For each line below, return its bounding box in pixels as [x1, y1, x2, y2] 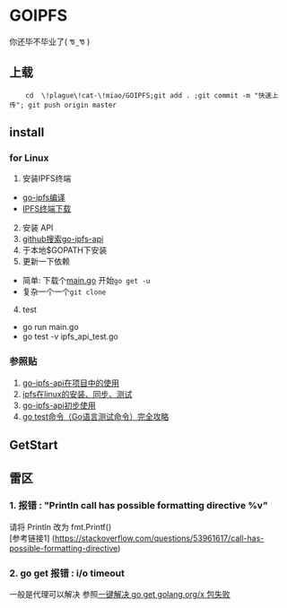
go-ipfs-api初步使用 [22, 400, 96, 411]
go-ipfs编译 [22, 192, 65, 203]
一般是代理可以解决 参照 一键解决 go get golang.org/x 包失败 [9, 589, 230, 600]
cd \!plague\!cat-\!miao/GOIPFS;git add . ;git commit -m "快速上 [25, 91, 279, 100]
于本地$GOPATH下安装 [22, 245, 108, 256]
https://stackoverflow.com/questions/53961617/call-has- [54, 533, 265, 543]
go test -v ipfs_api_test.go [22, 331, 118, 342]
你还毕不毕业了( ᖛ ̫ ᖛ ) [9, 36, 91, 47]
